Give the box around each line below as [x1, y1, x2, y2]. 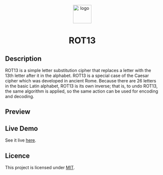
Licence [5, 151, 30, 160]
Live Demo [5, 124, 38, 132]
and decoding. [5, 94, 34, 99]
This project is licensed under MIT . [5, 165, 75, 171]
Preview [5, 108, 31, 116]
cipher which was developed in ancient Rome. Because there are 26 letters [5, 78, 157, 83]
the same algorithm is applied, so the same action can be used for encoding [5, 88, 158, 94]
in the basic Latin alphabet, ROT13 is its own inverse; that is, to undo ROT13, [5, 83, 158, 89]
